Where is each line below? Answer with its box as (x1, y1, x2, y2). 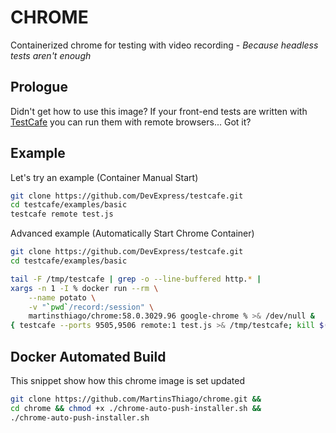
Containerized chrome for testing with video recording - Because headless (10, 39, 319, 51)
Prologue (10, 79, 68, 96)
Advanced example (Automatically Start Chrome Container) (10, 227, 255, 240)
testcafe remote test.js (10, 209, 114, 220)
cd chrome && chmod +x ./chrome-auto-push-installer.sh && (10, 403, 262, 413)
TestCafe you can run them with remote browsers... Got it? (10, 116, 252, 128)
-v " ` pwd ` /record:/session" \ (28, 302, 155, 312)
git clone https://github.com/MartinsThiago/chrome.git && (10, 394, 262, 404)
